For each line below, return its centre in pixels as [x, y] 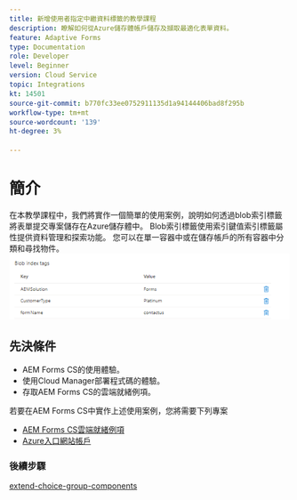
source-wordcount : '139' [55, 122]
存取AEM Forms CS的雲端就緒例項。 [88, 391]
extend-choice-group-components [73, 486]
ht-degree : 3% [36, 132]
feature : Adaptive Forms [55, 37]
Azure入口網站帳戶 [56, 440]
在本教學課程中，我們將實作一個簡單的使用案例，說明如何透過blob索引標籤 [146, 214]
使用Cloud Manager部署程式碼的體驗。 [93, 380]
